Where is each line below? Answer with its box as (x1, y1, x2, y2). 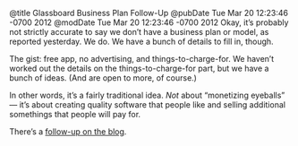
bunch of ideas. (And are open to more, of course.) (9, 73, 197, 83)
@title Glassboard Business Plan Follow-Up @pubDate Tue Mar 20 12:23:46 (9, 8, 289, 18)
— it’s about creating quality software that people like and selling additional (9, 99, 286, 110)
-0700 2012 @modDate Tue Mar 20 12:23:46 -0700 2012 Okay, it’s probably (9, 17, 289, 28)
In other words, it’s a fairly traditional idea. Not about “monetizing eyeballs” (9, 90, 285, 100)
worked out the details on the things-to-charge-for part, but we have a (9, 63, 269, 73)
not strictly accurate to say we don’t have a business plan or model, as (9, 27, 269, 37)
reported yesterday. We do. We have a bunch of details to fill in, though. (9, 36, 275, 47)
